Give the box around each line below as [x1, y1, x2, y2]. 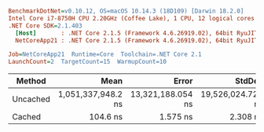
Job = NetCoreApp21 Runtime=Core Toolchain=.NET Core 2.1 [8, 50, 202, 59]
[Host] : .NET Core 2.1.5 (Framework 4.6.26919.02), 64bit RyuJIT [15, 29, 258, 37]
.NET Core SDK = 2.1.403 [8, 21, 82, 30]
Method [16, 75, 46, 86]
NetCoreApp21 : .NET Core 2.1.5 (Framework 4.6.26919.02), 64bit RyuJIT [15, 36, 258, 44]
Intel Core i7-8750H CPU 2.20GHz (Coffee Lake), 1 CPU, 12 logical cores [8, 14, 255, 22]
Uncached [12, 93, 51, 104]
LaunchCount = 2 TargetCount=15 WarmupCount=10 [8, 58, 167, 66]
